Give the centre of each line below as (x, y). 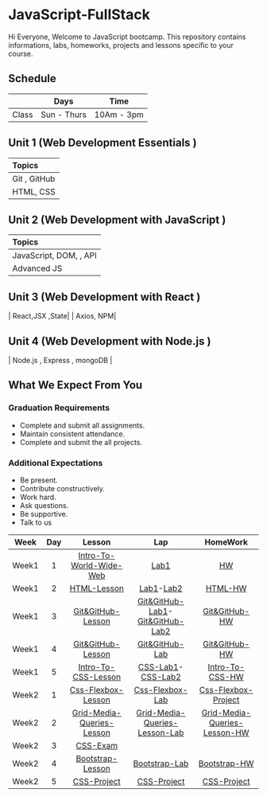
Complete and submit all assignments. (82, 425)
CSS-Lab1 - (161, 666)
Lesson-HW (226, 733)
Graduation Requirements (59, 408)
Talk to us (36, 522)
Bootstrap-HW (226, 764)
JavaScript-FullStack (79, 15)
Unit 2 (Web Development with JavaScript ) (117, 219)
